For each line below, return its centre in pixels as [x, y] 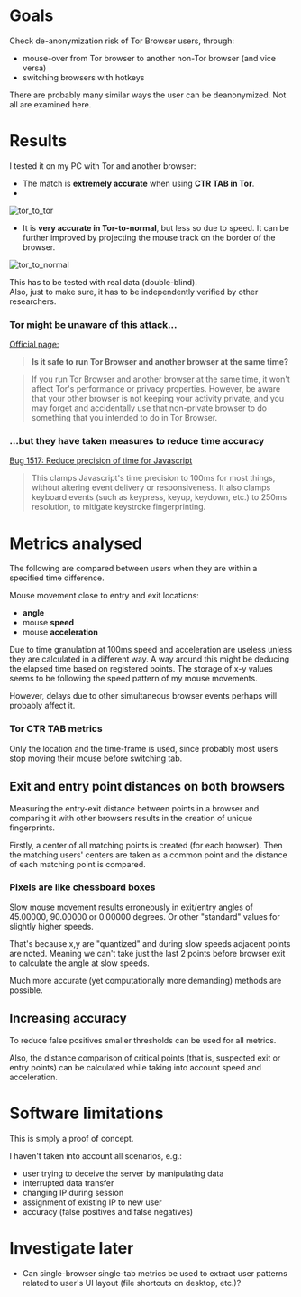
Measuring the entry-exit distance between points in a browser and [134, 808]
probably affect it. [42, 706]
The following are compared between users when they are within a [133, 569]
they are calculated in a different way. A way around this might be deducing [150, 659]
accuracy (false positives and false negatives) [108, 1211]
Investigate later [72, 1248]
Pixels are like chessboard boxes [82, 887]
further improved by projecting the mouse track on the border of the [149, 237]
